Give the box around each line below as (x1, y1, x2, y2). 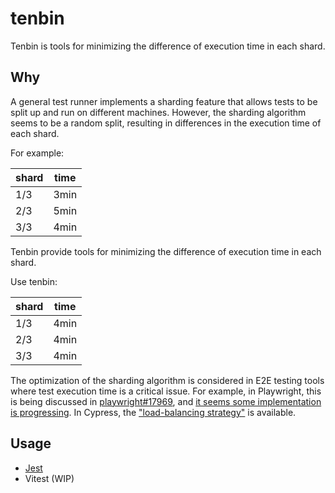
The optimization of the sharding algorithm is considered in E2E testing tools (10, 374, 325, 386)
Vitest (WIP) (24, 472, 75, 484)
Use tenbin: (10, 275, 58, 287)
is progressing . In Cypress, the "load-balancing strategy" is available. (10, 406, 297, 418)
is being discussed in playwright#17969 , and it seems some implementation (10, 395, 322, 407)
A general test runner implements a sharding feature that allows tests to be (10, 95, 318, 107)
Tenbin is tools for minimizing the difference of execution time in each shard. (10, 40, 326, 52)
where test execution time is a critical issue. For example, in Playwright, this (10, 385, 322, 397)
